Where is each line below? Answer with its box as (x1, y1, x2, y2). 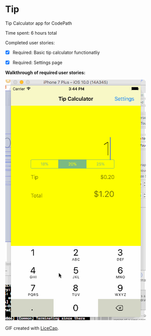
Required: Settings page (12, 59, 63, 65)
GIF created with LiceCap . (5, 325, 59, 331)
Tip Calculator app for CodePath (5, 20, 72, 26)
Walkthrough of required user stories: (5, 69, 86, 76)
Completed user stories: (5, 39, 55, 46)
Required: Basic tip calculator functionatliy (12, 49, 100, 55)
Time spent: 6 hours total (5, 30, 57, 36)
